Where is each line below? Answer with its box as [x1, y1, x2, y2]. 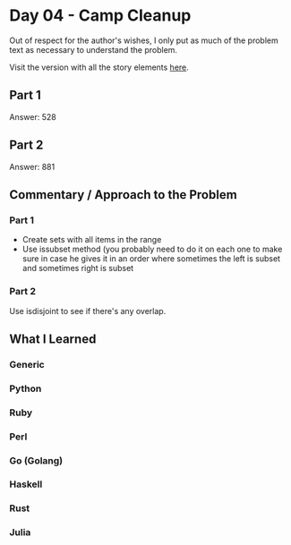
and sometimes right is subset [21, 263, 134, 274]
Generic [9, 358, 45, 370]
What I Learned [9, 331, 97, 346]
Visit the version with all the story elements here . [9, 62, 190, 72]
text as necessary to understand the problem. [9, 44, 177, 55]
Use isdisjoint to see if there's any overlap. [9, 305, 167, 316]
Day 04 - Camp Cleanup [9, 5, 192, 26]
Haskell [9, 478, 43, 490]
